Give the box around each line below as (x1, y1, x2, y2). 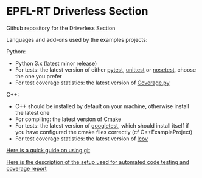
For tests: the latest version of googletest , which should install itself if (15, 122, 189, 129)
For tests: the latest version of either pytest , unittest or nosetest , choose (15, 66, 197, 74)
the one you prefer (15, 72, 62, 80)
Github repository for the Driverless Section (6, 24, 116, 32)
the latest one (15, 109, 50, 116)
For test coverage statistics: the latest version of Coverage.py (15, 79, 170, 86)
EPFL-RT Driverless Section (6, 4, 148, 18)
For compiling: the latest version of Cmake (15, 115, 122, 123)
